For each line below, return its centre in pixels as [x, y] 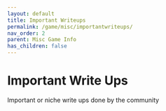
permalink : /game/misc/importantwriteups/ [70, 27]
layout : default [31, 14]
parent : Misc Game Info [42, 40]
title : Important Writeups [47, 20]
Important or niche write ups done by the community [83, 100]
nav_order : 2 [26, 33]
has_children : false [37, 46]
